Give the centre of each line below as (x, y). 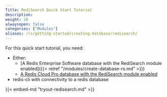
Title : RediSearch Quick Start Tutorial (49, 10)
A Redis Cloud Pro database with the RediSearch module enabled (89, 74)
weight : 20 (17, 19)
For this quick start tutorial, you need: (45, 48)
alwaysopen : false (25, 24)
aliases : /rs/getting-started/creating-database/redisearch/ (72, 34)
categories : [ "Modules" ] (32, 29)
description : (19, 15)
